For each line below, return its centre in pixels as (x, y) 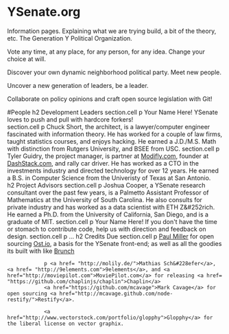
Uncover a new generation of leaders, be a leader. (78, 85)
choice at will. (27, 58)
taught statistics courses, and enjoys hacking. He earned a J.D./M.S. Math (112, 141)
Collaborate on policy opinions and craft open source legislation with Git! (110, 99)
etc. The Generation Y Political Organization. (70, 38)
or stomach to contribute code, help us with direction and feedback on (107, 229)
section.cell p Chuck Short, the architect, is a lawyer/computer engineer (109, 126)
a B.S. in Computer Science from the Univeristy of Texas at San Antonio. (109, 178)
